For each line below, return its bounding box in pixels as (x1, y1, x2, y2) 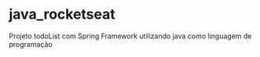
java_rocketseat (9, 5, 116, 23)
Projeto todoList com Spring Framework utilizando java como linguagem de (9, 31, 252, 41)
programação (9, 39, 53, 48)
